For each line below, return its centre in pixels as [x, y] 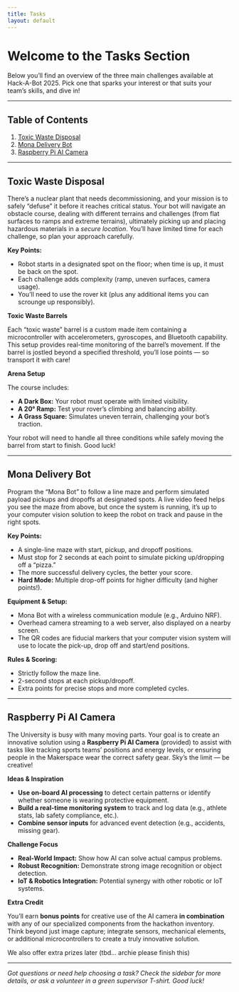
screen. [29, 630]
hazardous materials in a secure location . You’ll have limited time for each [115, 229]
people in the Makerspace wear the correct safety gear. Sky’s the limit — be [118, 757]
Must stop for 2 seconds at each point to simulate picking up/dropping [121, 557]
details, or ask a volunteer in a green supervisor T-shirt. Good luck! [106, 981]
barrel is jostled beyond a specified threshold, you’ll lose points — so [108, 352]
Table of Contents [48, 119]
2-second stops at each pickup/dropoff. [76, 680]
